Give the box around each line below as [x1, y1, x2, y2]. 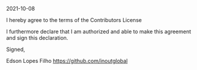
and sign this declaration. [6, 34, 69, 41]
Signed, [6, 46, 25, 53]
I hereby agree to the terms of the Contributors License [6, 17, 142, 23]
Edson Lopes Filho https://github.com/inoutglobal [6, 58, 128, 64]
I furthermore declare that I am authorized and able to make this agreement [6, 28, 192, 35]
